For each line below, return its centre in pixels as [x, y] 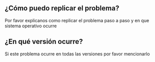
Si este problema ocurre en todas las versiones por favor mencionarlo [77, 54]
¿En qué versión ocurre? [44, 42]
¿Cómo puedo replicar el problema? [62, 8]
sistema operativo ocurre [31, 26]
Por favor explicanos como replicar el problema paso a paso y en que [77, 20]
